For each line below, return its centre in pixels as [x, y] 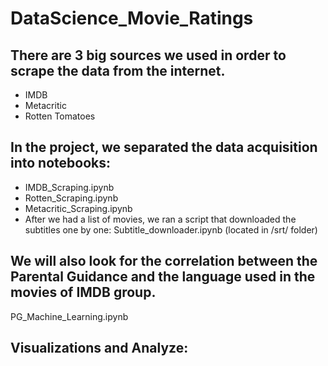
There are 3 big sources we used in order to [148, 55]
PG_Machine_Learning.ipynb [69, 316]
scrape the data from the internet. [118, 70]
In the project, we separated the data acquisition [164, 147]
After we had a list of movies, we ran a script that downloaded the [160, 219]
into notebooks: [61, 163]
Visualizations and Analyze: [99, 348]
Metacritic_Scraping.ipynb [78, 208]
